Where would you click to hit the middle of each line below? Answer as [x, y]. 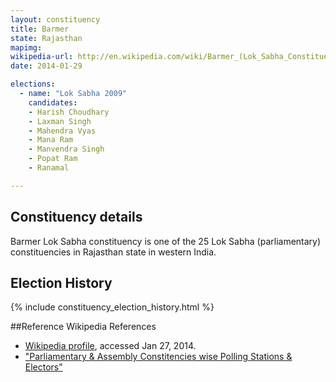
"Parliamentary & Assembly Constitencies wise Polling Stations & [158, 357]
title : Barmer [40, 29]
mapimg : [26, 47]
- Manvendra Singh [66, 149]
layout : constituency [55, 19]
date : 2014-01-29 [46, 66]
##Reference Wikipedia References [83, 327]
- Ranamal [49, 168]
